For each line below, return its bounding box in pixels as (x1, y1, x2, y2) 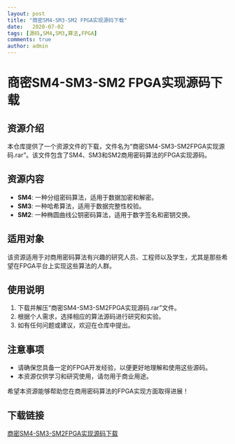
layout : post (7, 10, 45, 17)
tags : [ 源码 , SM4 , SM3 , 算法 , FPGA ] (7, 29, 98, 37)
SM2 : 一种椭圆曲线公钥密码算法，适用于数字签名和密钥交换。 (17, 210, 194, 219)
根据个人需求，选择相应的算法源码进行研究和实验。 (17, 312, 165, 321)
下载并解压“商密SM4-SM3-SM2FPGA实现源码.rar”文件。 (17, 304, 180, 312)
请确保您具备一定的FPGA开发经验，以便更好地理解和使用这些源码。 (17, 364, 212, 372)
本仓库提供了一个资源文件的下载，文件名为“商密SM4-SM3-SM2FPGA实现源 (7, 142, 225, 150)
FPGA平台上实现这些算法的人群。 (19, 261, 115, 269)
